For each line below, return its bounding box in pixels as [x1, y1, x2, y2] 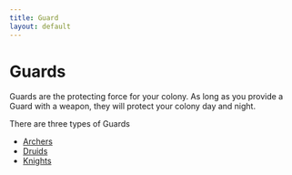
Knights [22, 156, 52, 167]
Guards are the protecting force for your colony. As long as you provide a [9, 91, 284, 102]
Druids [22, 146, 48, 157]
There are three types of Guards [9, 118, 130, 129]
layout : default [9, 22, 71, 31]
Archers [22, 136, 53, 147]
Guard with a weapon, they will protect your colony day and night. [9, 101, 257, 112]
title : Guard [9, 13, 59, 23]
